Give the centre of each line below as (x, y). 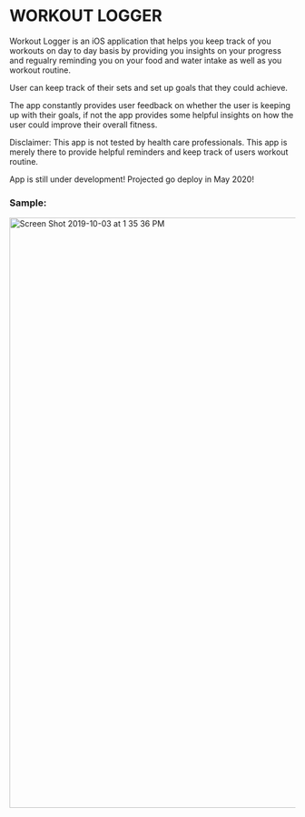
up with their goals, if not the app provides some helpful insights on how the (152, 115)
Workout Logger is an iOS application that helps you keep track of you (141, 41)
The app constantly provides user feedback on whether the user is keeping (150, 105)
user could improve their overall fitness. (84, 125)
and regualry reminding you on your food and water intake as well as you (146, 60)
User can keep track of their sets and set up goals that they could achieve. (149, 87)
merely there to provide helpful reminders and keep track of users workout (149, 152)
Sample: (28, 203)
